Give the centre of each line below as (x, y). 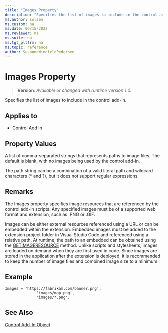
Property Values (31, 143)
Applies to (21, 116)
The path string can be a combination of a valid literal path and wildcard (79, 171)
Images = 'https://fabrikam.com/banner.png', (53, 288)
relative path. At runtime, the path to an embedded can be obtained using (81, 240)
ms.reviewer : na (22, 33)
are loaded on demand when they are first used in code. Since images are (81, 250)
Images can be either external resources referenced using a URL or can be (82, 224)
